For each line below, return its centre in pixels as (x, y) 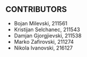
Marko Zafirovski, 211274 (44, 41)
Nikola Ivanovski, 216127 (43, 48)
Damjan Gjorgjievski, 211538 (48, 35)
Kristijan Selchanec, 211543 (47, 29)
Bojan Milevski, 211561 (41, 23)
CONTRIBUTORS (36, 9)
